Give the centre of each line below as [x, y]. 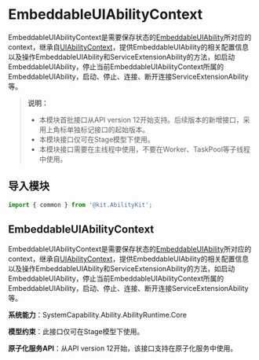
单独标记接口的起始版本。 [108, 129]
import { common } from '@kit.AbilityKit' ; [80, 205]
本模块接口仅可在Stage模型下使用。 [97, 139]
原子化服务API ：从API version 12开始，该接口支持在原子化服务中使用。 [123, 348]
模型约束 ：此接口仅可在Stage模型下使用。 [76, 332]
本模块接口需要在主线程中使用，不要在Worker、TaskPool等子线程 [145, 149]
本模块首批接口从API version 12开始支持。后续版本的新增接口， [141, 119]
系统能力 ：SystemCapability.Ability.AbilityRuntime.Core [97, 315]
